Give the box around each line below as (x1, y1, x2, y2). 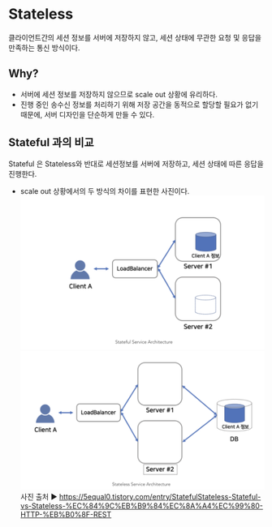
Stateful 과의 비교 (8, 135, 95, 150)
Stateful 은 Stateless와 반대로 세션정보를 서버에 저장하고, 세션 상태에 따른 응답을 (8, 159, 264, 169)
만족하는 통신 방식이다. (8, 42, 80, 53)
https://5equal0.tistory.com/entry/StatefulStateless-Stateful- (58, 491, 261, 501)
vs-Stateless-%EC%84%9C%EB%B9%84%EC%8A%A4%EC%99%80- (19, 500, 264, 511)
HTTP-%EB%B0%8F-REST (19, 509, 112, 519)
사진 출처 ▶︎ (19, 491, 58, 501)
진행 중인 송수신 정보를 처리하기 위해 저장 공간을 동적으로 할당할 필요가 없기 (19, 99, 259, 109)
